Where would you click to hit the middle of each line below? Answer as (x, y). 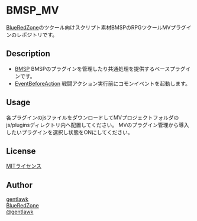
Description (28, 54)
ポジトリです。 (40, 35)
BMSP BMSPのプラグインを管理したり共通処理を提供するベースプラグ (100, 69)
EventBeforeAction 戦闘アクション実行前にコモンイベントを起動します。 (103, 83)
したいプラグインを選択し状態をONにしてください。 (70, 132)
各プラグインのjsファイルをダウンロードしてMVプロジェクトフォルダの (93, 117)
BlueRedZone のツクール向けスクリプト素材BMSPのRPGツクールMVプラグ (96, 27)
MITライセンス (24, 166)
